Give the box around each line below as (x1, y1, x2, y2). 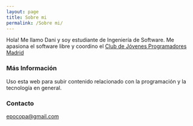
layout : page (6, 8, 39, 15)
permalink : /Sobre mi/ (6, 20, 63, 26)
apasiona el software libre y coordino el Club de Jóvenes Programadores (6, 43, 187, 50)
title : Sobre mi (6, 14, 47, 20)
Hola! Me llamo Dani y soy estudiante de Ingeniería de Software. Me (6, 37, 174, 44)
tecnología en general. (6, 84, 62, 91)
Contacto (6, 99, 34, 107)
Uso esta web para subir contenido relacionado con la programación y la (6, 77, 186, 85)
